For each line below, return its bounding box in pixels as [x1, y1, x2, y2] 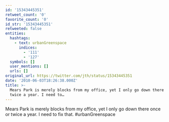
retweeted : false [5, 26, 42, 31]
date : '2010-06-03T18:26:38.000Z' [5, 78, 78, 83]
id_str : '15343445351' [5, 21, 53, 27]
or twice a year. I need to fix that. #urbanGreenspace [5, 111, 115, 117]
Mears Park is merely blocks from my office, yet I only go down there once [5, 106, 161, 112]
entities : [5, 31, 26, 36]
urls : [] [10, 69, 28, 74]
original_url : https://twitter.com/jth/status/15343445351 [5, 73, 133, 78]
